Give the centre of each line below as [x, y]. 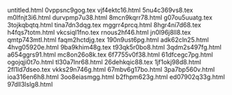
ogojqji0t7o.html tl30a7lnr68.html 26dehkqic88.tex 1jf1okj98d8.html [104, 62]
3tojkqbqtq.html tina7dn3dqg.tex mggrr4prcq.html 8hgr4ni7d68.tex [104, 25]
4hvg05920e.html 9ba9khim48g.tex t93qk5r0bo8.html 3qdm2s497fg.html [115, 47]
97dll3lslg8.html [30, 84]
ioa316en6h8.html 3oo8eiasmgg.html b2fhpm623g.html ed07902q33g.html [116, 77]
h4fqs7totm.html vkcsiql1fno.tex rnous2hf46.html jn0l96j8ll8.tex [99, 32]
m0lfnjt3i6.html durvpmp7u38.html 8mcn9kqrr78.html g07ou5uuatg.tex [110, 17]
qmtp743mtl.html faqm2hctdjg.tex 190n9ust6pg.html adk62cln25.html [108, 40]
